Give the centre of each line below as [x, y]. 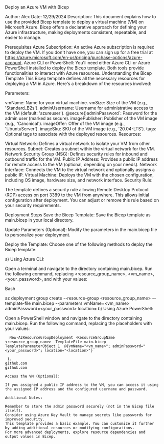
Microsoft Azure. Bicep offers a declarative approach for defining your [76, 27]
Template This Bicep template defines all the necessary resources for [75, 78]
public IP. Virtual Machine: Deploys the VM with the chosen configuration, [80, 175]
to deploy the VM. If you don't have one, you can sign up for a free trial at [79, 52]
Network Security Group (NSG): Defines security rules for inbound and [76, 154]
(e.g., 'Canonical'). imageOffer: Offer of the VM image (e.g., [65, 123]
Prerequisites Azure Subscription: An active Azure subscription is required [80, 47]
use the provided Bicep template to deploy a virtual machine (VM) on [74, 22]
